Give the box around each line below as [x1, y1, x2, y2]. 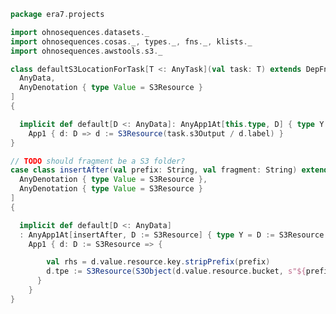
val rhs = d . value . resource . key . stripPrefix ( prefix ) [46, 257, 271, 267]
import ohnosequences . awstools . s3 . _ [10, 46, 163, 56]
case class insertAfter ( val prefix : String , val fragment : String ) [10, 165, 298, 175]
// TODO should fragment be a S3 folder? [10, 156, 186, 166]
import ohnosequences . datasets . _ [10, 27, 150, 37]
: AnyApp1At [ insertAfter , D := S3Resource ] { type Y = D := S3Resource [19, 230, 325, 240]
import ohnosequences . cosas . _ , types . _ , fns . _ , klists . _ [10, 36, 253, 47]
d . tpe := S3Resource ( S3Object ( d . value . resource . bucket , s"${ [46, 266, 307, 277]
